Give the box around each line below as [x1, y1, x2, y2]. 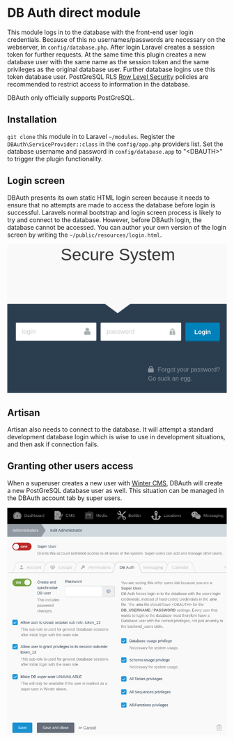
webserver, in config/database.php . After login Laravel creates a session [7, 43, 214, 51]
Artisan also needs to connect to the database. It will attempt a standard [7, 425, 214, 434]
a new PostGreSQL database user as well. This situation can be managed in [7, 486, 224, 494]
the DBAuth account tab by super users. [7, 494, 123, 502]
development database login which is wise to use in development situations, [7, 432, 226, 441]
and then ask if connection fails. [7, 440, 99, 448]
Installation [7, 114, 57, 126]
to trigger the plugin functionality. [7, 154, 103, 163]
